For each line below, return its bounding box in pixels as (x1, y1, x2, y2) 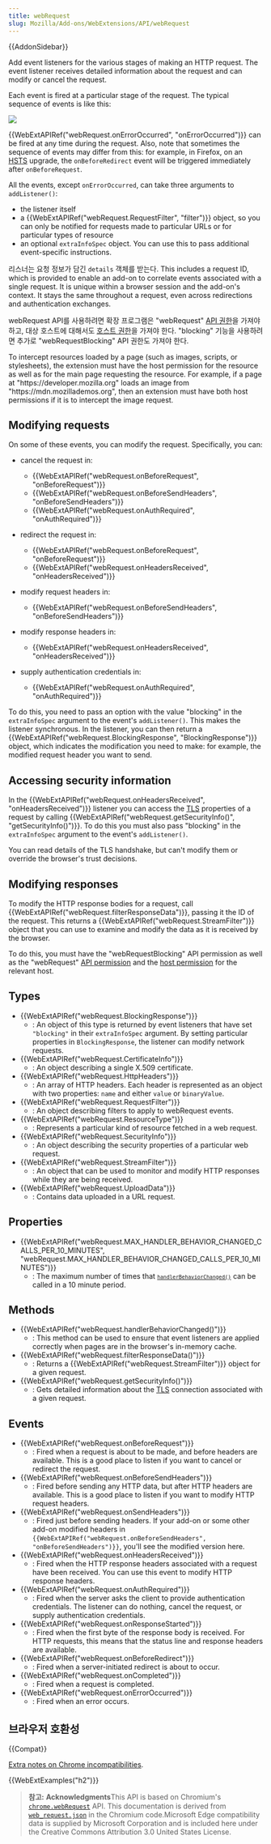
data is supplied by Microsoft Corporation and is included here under (28, 1819, 259, 1828)
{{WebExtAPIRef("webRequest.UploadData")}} (19, 1183, 176, 1193)
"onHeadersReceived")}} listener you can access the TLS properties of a (8, 803, 251, 814)
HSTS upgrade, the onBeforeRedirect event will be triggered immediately (8, 155, 251, 165)
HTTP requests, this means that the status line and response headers (32, 1637, 264, 1646)
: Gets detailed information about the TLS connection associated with (32, 1385, 263, 1395)
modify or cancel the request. (8, 75, 108, 84)
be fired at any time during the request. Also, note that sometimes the (8, 138, 240, 148)
